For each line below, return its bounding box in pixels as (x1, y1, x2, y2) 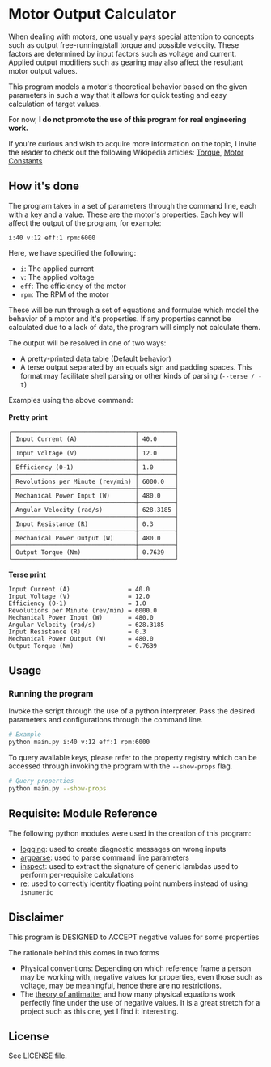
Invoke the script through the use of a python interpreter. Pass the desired (8, 706, 256, 716)
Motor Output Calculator (8, 5, 176, 23)
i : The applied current (19, 264, 95, 273)
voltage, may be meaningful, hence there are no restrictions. (19, 980, 222, 990)
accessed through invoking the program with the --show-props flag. (8, 761, 233, 771)
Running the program (8, 688, 94, 700)
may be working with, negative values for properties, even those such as (19, 972, 263, 981)
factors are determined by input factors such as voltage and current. (8, 49, 237, 58)
